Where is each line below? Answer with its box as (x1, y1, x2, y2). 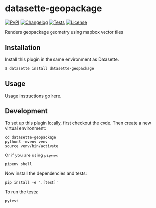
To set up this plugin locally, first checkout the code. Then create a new (5, 120, 151, 126)
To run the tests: (5, 189, 39, 195)
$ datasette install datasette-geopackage (5, 66, 94, 71)
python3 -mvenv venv (5, 139, 48, 144)
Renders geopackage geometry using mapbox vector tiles (5, 29, 124, 35)
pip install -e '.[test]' (5, 180, 58, 185)
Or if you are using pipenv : (5, 152, 59, 158)
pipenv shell (5, 162, 32, 167)
